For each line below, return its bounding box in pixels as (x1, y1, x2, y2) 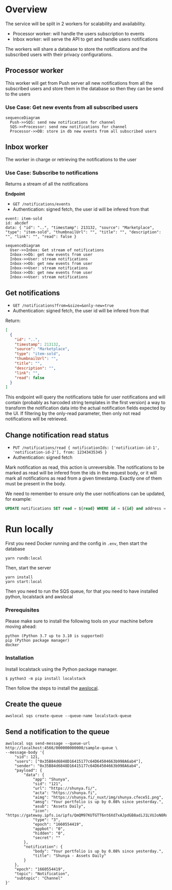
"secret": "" (32, 836, 60, 841)
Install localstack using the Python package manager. (5, 666, 118, 672)
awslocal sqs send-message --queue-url (5, 741, 91, 746)
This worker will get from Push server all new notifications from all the (5, 80, 153, 86)
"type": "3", (32, 818, 60, 823)
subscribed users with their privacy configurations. (5, 51, 113, 58)
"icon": (32, 808, 50, 813)
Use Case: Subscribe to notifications (5, 169, 99, 176)
